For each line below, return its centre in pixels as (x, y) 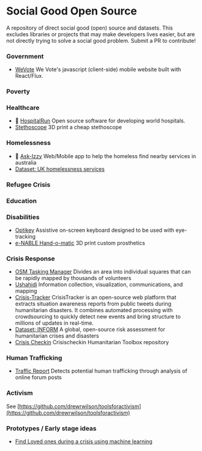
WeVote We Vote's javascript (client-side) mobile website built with (98, 69)
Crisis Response (31, 258)
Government (25, 56)
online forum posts (38, 377)
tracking (25, 236)
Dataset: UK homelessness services (60, 169)
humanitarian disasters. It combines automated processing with (94, 310)
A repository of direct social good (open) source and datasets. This (90, 28)
